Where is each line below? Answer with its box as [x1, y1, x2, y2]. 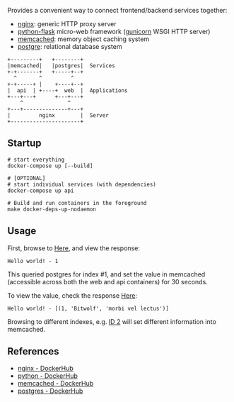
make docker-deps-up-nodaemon [7, 206, 97, 213]
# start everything [7, 156, 65, 163]
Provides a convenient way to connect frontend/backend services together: [7, 6, 228, 14]
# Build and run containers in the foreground [7, 199, 147, 206]
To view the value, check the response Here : [7, 291, 138, 300]
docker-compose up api [7, 187, 74, 194]
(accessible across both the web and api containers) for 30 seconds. [7, 277, 209, 286]
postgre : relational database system [17, 43, 122, 50]
